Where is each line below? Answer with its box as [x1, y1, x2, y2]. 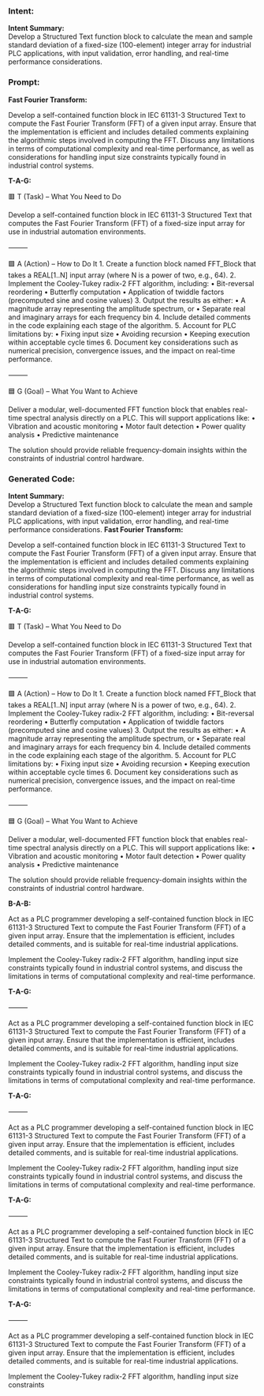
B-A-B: [8, 899, 32, 908]
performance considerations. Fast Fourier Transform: [8, 524, 184, 534]
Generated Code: [8, 473, 76, 484]
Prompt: [8, 77, 40, 88]
